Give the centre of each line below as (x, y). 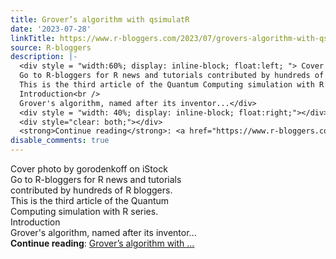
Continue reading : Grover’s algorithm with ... (102, 243)
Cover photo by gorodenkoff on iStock (89, 169)
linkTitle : (33, 38)
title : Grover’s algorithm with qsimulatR (100, 19)
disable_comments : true (60, 141)
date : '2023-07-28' (51, 29)
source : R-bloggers (51, 47)
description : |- (44, 57)
